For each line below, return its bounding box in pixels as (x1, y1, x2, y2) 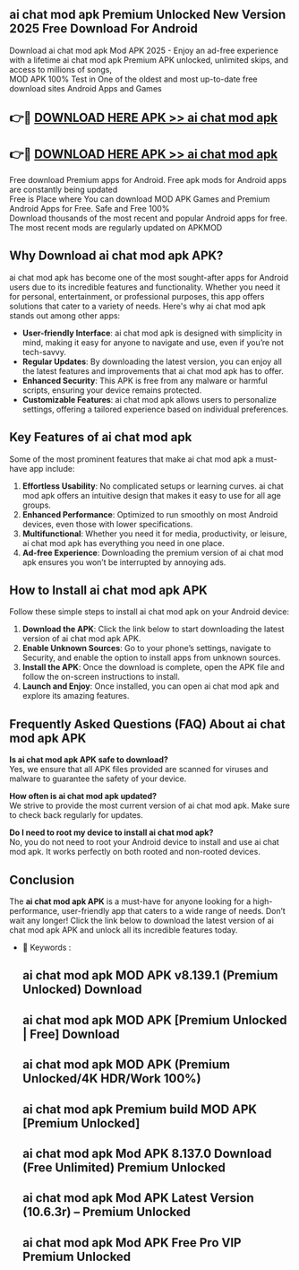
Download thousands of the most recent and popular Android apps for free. (9, 213, 288, 223)
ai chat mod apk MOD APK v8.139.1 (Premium (21, 968, 278, 983)
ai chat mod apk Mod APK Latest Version (21, 1190, 255, 1205)
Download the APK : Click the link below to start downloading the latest (21, 623, 285, 635)
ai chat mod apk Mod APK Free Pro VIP (21, 1235, 242, 1250)
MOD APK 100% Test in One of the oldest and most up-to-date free (9, 74, 258, 84)
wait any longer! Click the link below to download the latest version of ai (9, 915, 275, 926)
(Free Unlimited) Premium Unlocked (21, 1161, 226, 1176)
